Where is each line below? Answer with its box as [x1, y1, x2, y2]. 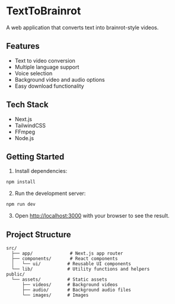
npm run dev [6, 201, 36, 207]
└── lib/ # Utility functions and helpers [11, 266, 150, 272]
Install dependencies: [14, 167, 68, 175]
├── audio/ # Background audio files [21, 287, 132, 293]
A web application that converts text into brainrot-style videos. [6, 24, 159, 31]
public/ [6, 271, 26, 277]
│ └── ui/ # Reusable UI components [11, 260, 132, 266]
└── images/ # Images [21, 292, 89, 298]
